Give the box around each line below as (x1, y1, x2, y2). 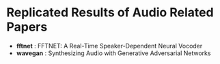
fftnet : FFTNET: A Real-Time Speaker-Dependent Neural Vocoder (16, 42, 203, 50)
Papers (6, 19, 48, 35)
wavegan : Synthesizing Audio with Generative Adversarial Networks (16, 49, 211, 57)
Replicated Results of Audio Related (6, 5, 214, 20)
